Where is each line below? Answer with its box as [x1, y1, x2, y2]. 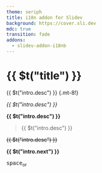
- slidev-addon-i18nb [12, 43, 67, 49]
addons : [6, 37, 26, 43]
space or [6, 159, 27, 168]
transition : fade [6, 32, 50, 38]
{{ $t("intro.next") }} [6, 148, 59, 155]
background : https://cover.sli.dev [6, 20, 97, 26]
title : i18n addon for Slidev [6, 15, 83, 21]
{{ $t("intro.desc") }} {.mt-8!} [6, 89, 79, 96]
